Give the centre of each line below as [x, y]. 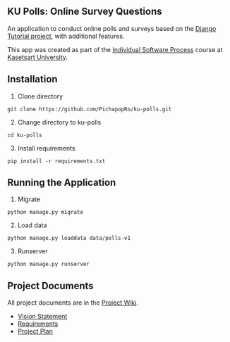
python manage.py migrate [45, 213]
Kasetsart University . [38, 57]
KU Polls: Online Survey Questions [85, 12]
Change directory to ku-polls [59, 122]
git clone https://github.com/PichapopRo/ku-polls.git [90, 109]
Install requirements [46, 148]
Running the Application [62, 183]
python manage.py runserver [49, 264]
